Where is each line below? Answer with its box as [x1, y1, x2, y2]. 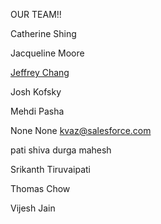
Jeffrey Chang [10, 67, 70, 78]
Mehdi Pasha [10, 105, 65, 117]
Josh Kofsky [10, 86, 62, 98]
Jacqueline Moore [10, 47, 85, 59]
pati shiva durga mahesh [10, 144, 112, 156]
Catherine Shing [10, 28, 77, 39]
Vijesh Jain [10, 202, 56, 214]
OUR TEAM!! [10, 9, 62, 20]
